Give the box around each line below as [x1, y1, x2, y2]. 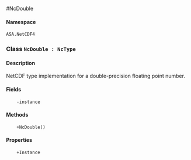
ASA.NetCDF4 [6, 32, 35, 38]
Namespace [6, 18, 36, 25]
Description [6, 59, 36, 66]
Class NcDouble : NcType [6, 45, 76, 53]
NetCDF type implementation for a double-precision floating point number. [6, 73, 186, 80]
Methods [6, 111, 29, 118]
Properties [6, 137, 33, 144]
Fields [6, 86, 22, 93]
